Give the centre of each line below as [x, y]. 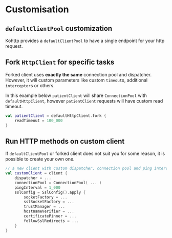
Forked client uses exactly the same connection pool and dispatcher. [79, 74]
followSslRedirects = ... [51, 221]
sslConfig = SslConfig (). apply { [50, 192]
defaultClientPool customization [59, 28]
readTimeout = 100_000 [39, 121]
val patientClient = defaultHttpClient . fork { [56, 116]
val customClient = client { [36, 173]
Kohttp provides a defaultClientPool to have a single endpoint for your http [85, 41]
